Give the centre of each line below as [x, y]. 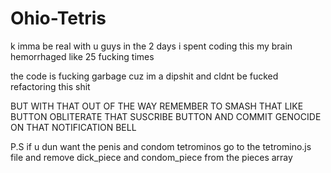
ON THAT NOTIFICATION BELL [73, 127]
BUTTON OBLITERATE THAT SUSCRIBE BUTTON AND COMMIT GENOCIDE [166, 116]
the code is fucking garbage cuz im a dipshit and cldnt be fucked [144, 76]
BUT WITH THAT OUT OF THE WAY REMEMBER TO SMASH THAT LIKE [157, 106]
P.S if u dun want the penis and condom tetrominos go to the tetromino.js [161, 146]
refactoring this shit [50, 86]
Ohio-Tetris [58, 18]
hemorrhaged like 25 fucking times [82, 56]
